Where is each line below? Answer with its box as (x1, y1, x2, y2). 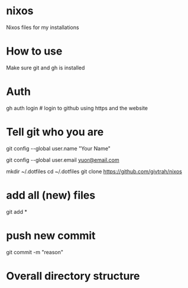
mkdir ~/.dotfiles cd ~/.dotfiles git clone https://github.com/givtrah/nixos (6, 168, 182, 175)
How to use (6, 44, 63, 58)
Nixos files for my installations (6, 24, 79, 31)
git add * (6, 208, 28, 215)
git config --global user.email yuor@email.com (6, 156, 119, 164)
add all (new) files (6, 188, 96, 202)
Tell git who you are (6, 126, 104, 139)
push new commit (6, 229, 96, 242)
